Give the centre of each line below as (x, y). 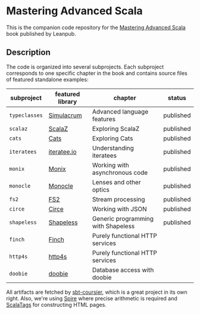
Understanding (113, 148)
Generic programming (123, 218)
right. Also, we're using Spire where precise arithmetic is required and (92, 298)
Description (28, 53)
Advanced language (120, 111)
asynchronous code (120, 172)
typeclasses (26, 115)
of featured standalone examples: (47, 79)
